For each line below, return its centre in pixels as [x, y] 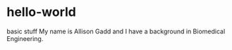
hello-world [42, 12]
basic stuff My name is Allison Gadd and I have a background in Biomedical [116, 31]
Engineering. [25, 38]
